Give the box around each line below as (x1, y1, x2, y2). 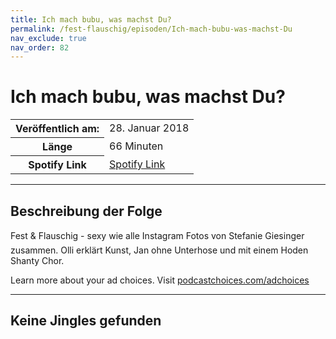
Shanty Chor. (10, 255, 65, 266)
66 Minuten (109, 139, 164, 153)
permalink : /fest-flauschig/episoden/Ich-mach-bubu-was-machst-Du (10, 24, 293, 34)
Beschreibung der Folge (10, 202, 163, 220)
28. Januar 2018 (109, 121, 190, 135)
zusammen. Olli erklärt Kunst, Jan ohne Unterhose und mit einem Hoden (10, 244, 309, 256)
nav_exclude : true (10, 33, 87, 43)
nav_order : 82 (10, 42, 70, 53)
